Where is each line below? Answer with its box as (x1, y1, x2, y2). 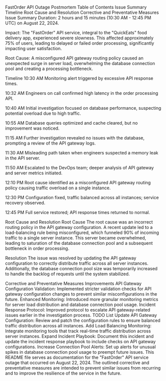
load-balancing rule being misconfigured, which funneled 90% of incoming (5, 229, 159, 235)
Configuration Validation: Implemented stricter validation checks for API (5, 286, 152, 292)
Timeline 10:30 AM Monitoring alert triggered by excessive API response (5, 76, 154, 81)
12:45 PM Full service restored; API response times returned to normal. (5, 210, 150, 215)
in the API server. (5, 155, 41, 161)
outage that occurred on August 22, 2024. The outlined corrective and (5, 360, 150, 366)
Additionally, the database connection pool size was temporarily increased (5, 266, 158, 271)
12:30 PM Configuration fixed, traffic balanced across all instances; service (5, 195, 159, 200)
